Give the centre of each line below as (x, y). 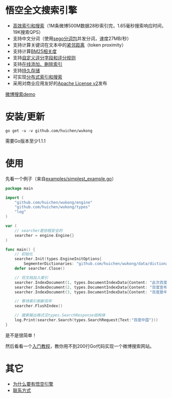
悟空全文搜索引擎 (41, 11)
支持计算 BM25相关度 (35, 51)
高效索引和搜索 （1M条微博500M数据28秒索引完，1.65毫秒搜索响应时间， (89, 26)
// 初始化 (24, 254)
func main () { (20, 249)
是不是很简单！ (21, 335)
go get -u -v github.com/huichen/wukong (49, 131)
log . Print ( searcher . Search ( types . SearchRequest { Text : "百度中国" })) (87, 320)
